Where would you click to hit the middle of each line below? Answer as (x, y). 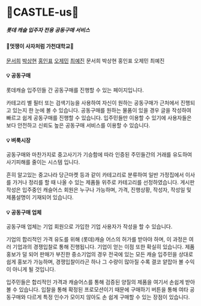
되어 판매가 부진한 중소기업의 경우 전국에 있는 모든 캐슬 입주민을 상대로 (111, 254)
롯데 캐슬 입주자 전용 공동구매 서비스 (48, 30)
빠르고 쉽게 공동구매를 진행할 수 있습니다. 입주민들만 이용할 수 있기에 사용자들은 (99, 118)
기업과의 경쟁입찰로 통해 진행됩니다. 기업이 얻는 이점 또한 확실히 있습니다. (98, 247)
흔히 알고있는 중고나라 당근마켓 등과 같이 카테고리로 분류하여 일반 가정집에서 (95, 175)
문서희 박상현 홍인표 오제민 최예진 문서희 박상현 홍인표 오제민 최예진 (85, 61)
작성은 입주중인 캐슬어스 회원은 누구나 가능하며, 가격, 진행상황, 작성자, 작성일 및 (99, 190)
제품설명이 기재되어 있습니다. (40, 197)
